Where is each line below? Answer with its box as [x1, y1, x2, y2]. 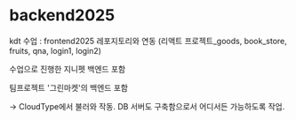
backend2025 [9, 5, 116, 26]
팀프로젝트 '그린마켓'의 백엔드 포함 [9, 82, 129, 93]
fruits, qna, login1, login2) [9, 45, 102, 56]
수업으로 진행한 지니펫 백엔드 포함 [9, 64, 126, 74]
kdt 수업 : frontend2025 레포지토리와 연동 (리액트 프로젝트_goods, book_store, [9, 35, 287, 46]
